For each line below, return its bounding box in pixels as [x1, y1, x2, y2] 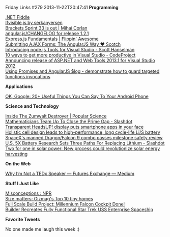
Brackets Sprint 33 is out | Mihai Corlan [5, 25, 88, 31]
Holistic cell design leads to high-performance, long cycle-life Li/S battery [5, 129, 160, 135]
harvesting [5, 151, 28, 157]
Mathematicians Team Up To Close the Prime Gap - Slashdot [5, 118, 133, 124]
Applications [5, 83, 33, 90]
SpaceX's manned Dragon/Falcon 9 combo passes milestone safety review [5, 135, 163, 140]
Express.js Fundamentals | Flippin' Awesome [5, 36, 99, 42]
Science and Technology [5, 103, 59, 109]
